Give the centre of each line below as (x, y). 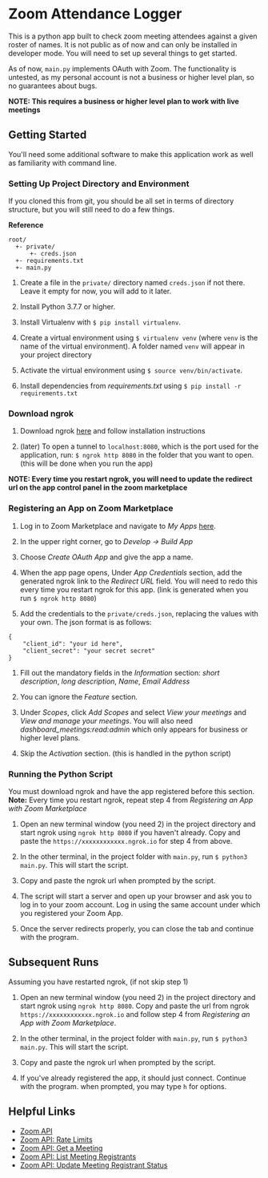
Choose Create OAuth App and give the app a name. (106, 557)
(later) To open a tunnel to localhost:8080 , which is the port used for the (139, 446)
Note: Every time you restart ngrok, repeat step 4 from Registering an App (131, 800)
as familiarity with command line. (63, 163)
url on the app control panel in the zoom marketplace (98, 488)
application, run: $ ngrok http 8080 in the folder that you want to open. (137, 455)
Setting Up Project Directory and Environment (99, 184)
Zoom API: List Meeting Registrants (78, 1156)
